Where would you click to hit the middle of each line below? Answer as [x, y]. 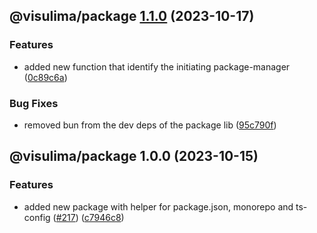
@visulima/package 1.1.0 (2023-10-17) [132, 16]
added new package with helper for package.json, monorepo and [158, 206]
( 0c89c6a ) [45, 77]
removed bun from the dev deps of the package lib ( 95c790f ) [150, 125]
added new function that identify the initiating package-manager [157, 66]
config [37, 217]
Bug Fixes [34, 103]
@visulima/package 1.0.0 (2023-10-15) [134, 156]
